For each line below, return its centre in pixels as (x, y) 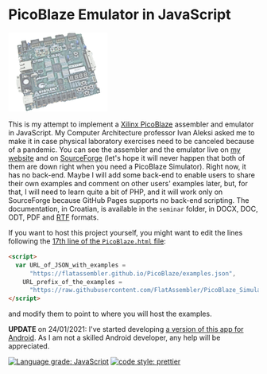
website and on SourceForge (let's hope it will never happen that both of (127, 158)
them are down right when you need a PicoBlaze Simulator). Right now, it (127, 166)
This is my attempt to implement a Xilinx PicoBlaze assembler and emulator (131, 124)
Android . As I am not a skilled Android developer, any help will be (114, 338)
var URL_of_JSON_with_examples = (71, 265)
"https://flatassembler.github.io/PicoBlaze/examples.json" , (133, 273)
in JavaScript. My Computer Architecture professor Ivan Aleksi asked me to (132, 132)
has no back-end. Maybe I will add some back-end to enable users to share (132, 175)
